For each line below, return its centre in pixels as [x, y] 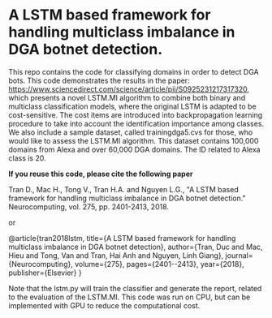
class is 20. [27, 158]
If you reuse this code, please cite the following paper [101, 174]
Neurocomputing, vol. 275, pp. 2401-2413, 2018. [89, 206]
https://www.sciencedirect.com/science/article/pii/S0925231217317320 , [129, 89]
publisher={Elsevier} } [45, 273]
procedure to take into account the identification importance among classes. [136, 123]
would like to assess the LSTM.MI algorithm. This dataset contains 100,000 [134, 140]
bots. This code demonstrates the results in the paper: [99, 80]
